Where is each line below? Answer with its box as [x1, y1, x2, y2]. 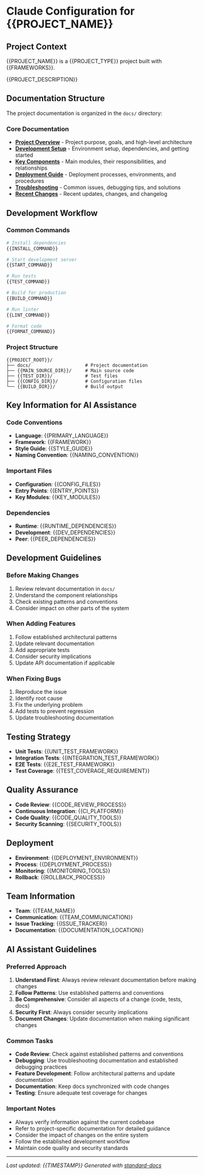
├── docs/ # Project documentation [6, 362, 148, 369]
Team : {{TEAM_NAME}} [15, 907, 76, 915]
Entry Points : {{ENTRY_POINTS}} [15, 487, 99, 494]
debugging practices [15, 1063, 67, 1071]
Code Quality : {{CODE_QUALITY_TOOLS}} [15, 814, 122, 821]
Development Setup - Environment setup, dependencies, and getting [15, 145, 189, 153]
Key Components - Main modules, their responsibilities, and [15, 158, 166, 165]
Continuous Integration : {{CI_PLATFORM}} [15, 807, 124, 814]
